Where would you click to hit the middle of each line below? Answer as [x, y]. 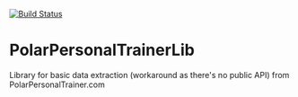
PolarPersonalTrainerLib [102, 50]
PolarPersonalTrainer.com [57, 84]
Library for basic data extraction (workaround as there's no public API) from [149, 75]
